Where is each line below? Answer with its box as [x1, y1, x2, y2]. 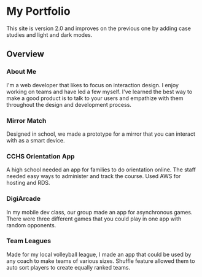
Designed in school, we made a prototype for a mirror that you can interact [6, 130, 195, 138]
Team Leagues [6, 236, 51, 245]
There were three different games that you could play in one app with [6, 215, 182, 222]
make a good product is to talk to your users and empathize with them [6, 94, 184, 102]
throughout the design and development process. [6, 101, 132, 108]
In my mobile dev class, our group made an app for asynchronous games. [6, 208, 193, 216]
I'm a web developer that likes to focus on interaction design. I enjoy [6, 81, 179, 88]
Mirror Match [6, 116, 47, 125]
